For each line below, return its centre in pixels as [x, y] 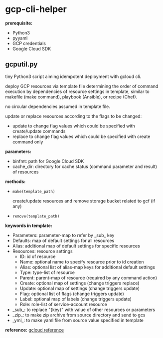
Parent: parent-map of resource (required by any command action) [88, 277]
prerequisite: [19, 23]
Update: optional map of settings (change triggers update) [80, 288]
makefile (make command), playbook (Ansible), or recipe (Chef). [71, 96]
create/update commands [39, 131]
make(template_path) [34, 191]
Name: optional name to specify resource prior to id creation [82, 261]
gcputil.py [21, 64]
